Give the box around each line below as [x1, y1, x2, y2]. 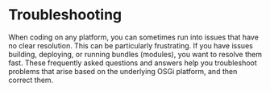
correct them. [8, 75, 54, 85]
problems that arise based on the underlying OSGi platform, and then [8, 66, 238, 76]
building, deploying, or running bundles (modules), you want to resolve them [8, 49, 262, 59]
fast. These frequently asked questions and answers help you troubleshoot [8, 58, 258, 68]
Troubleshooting [8, 6, 123, 24]
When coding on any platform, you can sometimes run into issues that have [8, 32, 260, 42]
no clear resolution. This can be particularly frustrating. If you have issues [8, 40, 254, 50]
